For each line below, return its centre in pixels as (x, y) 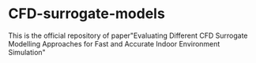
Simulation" (27, 52)
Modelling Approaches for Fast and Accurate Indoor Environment (114, 43)
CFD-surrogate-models (87, 14)
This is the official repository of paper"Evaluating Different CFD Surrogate (128, 35)
